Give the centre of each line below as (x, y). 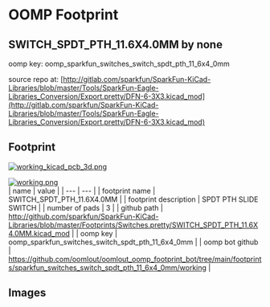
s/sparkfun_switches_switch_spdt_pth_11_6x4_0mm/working (108, 268)
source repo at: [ (36, 79)
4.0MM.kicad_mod (39, 233)
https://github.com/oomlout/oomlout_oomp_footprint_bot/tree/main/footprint (135, 259)
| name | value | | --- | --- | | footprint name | (82, 190)
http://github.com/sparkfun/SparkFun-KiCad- (84, 216)
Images (27, 293)
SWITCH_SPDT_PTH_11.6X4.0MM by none (116, 45)
